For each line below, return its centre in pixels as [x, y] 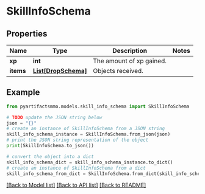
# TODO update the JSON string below [54, 117]
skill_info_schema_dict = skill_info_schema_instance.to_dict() [90, 162]
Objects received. [118, 71]
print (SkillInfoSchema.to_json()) [50, 146]
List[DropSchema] [60, 71]
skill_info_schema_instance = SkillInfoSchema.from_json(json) [88, 134]
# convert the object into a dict [50, 156]
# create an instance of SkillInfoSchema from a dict [76, 168]
